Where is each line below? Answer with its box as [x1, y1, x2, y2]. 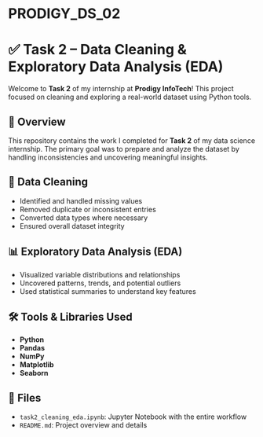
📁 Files [8, 391, 42, 405]
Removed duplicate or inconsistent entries [19, 204, 157, 214]
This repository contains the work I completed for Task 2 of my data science [8, 135, 256, 145]
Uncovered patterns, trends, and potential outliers [19, 278, 181, 288]
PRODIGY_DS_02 [8, 5, 121, 23]
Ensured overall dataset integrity [19, 221, 125, 230]
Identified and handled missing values [19, 196, 143, 205]
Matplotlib [19, 360, 54, 369]
